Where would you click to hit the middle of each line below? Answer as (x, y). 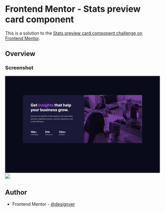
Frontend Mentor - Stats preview (73, 9)
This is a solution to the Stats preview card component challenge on (74, 33)
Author (16, 193)
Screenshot (19, 68)
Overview (20, 54)
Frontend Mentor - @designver (43, 204)
